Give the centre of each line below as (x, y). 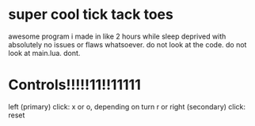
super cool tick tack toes (91, 15)
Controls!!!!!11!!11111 (74, 85)
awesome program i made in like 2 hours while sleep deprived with (117, 36)
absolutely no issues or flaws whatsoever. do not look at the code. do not (127, 44)
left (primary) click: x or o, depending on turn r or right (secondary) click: (127, 106)
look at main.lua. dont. (44, 53)
